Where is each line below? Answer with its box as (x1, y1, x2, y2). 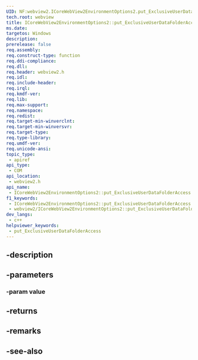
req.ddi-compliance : (6, 58, 57, 64)
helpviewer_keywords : (6, 222, 60, 228)
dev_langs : (6, 212, 33, 218)
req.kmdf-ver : (6, 91, 41, 97)
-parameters (6, 270, 54, 280)
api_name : (6, 184, 31, 190)
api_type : (6, 162, 31, 168)
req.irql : (6, 86, 31, 91)
